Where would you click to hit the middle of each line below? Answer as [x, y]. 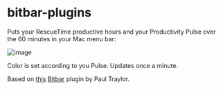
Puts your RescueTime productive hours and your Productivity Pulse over [111, 32]
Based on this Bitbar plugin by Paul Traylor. [69, 79]
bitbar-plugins [50, 13]
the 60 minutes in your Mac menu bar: [62, 38]
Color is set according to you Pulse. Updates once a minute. [93, 65]
